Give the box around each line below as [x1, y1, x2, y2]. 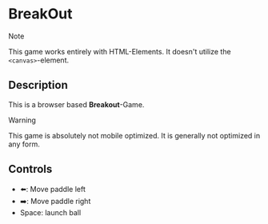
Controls [8, 162, 53, 176]
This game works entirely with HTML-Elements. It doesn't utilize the [8, 46, 231, 56]
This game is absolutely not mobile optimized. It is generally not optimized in [8, 130, 261, 140]
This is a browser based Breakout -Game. [8, 99, 145, 109]
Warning [8, 115, 36, 125]
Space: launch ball [19, 207, 82, 217]
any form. [8, 139, 40, 149]
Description [8, 78, 68, 92]
